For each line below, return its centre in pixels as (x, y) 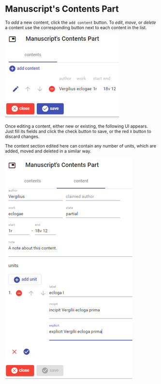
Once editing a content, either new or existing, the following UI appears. (77, 126)
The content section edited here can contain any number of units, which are (80, 146)
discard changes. (22, 136)
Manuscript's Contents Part (62, 9)
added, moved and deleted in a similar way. (48, 151)
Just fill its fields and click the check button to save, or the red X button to (78, 131)
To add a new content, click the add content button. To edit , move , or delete (80, 22)
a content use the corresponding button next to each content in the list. (76, 27)
